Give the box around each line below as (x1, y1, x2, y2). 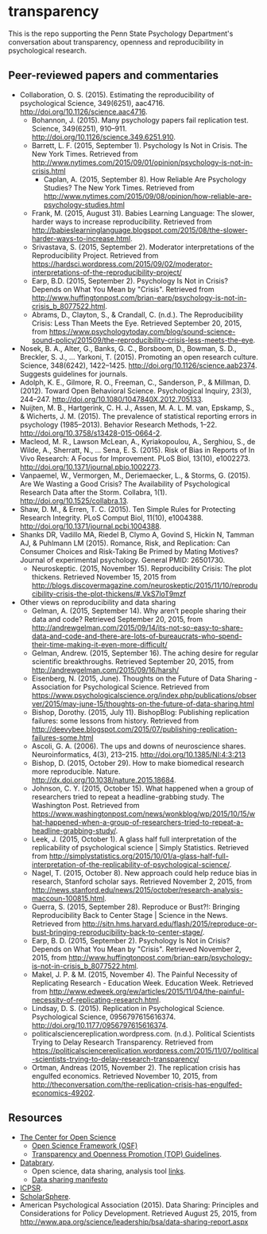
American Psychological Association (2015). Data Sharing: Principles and (19, 1200, 259, 1209)
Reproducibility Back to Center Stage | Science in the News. (31, 910, 228, 920)
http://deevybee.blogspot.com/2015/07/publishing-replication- (31, 724, 238, 734)
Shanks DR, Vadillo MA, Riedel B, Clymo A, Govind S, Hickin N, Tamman (19, 529, 254, 539)
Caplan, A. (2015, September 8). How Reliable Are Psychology (43, 174, 246, 184)
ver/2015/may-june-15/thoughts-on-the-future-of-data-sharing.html (31, 699, 254, 709)
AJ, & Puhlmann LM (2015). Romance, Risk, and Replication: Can (19, 538, 230, 548)
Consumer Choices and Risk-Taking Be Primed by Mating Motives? (19, 546, 239, 556)
